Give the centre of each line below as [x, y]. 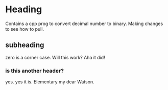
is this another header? [34, 71]
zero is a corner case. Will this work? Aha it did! [55, 57]
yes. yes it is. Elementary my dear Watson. [50, 82]
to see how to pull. [25, 29]
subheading [25, 45]
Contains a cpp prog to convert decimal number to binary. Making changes [84, 24]
